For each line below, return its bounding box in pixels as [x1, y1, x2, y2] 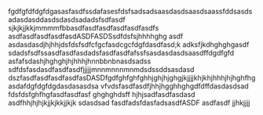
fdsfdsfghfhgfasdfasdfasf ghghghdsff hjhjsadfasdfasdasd [8, 90, 195, 99]
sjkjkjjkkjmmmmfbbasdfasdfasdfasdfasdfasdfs [8, 23, 159, 32]
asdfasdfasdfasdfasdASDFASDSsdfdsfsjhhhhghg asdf [8, 31, 184, 41]
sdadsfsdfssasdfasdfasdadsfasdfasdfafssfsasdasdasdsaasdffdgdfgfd [8, 49, 235, 57]
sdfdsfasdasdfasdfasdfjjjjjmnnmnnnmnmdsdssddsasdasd [8, 65, 195, 74]
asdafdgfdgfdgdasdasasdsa [8, 81, 100, 91]
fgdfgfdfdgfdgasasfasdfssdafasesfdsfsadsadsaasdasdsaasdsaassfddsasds [8, 7, 253, 16]
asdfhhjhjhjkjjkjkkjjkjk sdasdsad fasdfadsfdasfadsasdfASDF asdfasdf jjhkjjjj [8, 98, 250, 107]
